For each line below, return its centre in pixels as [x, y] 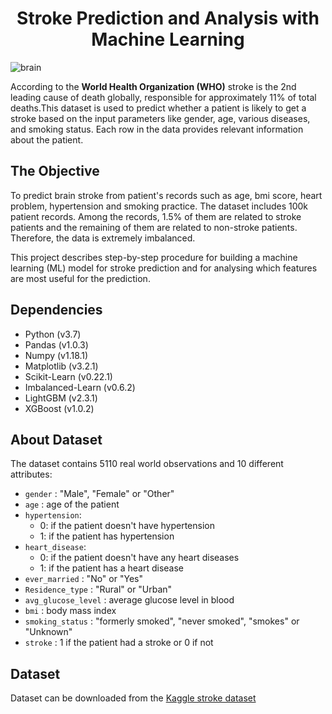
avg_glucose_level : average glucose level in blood [129, 600]
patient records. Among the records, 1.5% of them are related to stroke [156, 216]
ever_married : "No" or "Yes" [83, 579]
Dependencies [56, 310]
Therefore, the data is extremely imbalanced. [103, 238]
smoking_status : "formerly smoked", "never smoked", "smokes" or [162, 621]
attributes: [31, 474]
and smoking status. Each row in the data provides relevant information [157, 129]
